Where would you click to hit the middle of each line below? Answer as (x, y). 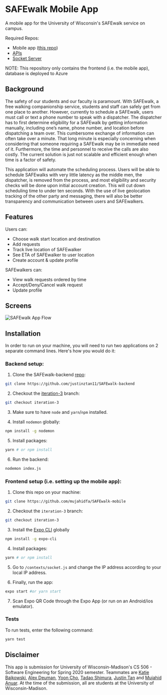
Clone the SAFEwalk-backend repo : (49, 375)
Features (19, 217)
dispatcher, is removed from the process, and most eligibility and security (81, 180)
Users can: (16, 229)
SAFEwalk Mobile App (52, 9)
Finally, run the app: (33, 582)
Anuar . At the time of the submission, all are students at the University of (80, 683)
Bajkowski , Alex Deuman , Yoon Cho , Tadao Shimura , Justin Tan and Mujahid (83, 677)
